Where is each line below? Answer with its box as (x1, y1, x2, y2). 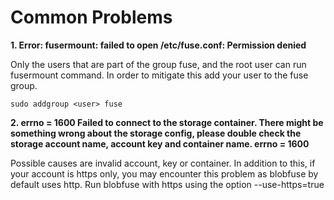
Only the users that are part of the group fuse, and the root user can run (10, 58, 307, 70)
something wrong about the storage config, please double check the (10, 127, 302, 139)
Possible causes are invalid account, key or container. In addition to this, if (10, 157, 316, 169)
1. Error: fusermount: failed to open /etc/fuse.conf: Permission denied (10, 39, 307, 51)
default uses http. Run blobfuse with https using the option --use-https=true (10, 178, 325, 190)
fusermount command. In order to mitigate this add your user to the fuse (10, 69, 309, 81)
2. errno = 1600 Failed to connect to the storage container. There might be (10, 116, 324, 128)
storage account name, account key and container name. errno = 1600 (10, 137, 310, 150)
